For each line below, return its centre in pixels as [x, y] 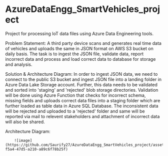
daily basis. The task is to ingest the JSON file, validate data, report [74, 54]
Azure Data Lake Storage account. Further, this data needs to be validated [81, 84]
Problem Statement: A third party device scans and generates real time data [83, 43]
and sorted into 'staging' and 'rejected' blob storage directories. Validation [82, 90]
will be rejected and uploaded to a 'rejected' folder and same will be [75, 111]
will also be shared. [25, 122]
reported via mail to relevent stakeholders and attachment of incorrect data [82, 116]
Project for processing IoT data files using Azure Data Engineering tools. [79, 33]
